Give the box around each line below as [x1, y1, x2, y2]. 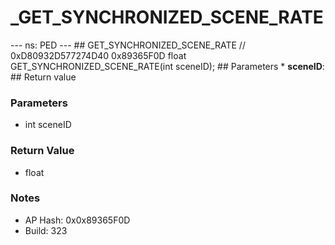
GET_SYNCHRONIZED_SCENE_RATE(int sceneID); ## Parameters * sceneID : [10, 60, 325, 72]
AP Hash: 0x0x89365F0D [24, 214, 131, 226]
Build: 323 [24, 224, 68, 236]
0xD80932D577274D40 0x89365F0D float [10, 49, 187, 61]
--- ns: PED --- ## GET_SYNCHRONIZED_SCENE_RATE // [10, 39, 246, 51]
